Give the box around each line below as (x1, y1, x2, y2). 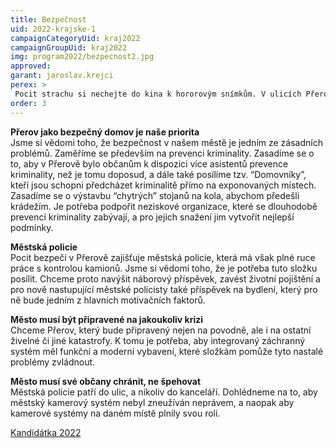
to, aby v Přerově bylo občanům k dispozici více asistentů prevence (10, 157, 289, 170)
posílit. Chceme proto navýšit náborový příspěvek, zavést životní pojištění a (10, 272, 321, 285)
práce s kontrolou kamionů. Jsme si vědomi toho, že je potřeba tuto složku (10, 262, 318, 274)
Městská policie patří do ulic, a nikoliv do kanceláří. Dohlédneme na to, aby (10, 386, 318, 398)
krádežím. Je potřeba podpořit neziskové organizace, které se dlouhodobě (10, 200, 318, 212)
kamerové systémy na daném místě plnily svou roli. (10, 407, 221, 419)
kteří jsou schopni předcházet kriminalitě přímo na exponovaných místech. (10, 179, 317, 191)
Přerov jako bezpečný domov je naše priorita (10, 126, 200, 138)
